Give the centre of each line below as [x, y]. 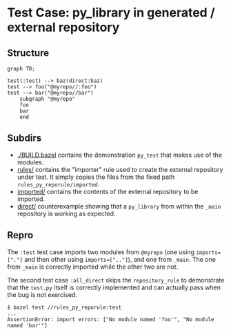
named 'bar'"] [28, 325]
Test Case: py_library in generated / [111, 13]
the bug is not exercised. [42, 294]
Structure [28, 53]
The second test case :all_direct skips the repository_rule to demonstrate [116, 280]
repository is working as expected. [66, 213]
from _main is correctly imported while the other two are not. [93, 267]
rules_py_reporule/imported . [58, 184]
